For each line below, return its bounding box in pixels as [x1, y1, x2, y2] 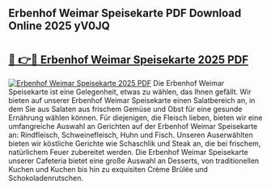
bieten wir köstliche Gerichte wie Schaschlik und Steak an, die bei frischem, [8, 139, 261, 148]
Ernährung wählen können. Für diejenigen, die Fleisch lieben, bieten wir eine [8, 113, 263, 122]
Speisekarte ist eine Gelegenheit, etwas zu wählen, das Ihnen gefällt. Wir [8, 87, 252, 97]
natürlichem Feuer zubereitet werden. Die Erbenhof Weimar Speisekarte [8, 148, 248, 157]
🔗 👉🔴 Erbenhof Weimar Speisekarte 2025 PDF [8, 53, 249, 67]
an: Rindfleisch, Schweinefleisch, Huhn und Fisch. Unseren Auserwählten [8, 130, 253, 140]
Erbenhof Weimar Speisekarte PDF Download [8, 6, 242, 20]
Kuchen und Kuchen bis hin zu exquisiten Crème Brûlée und [8, 165, 209, 174]
